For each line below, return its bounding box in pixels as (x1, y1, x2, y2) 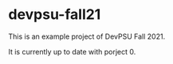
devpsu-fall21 (8, 6, 101, 24)
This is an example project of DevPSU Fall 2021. (8, 32, 166, 41)
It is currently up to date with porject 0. (8, 47, 136, 56)
